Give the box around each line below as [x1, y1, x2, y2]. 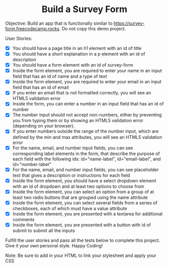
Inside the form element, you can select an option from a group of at [12, 188, 154, 195]
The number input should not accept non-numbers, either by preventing [12, 112, 162, 118]
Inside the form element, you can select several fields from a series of [12, 199, 157, 205]
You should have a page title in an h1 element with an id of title [12, 45, 142, 51]
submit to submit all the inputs [12, 227, 75, 233]
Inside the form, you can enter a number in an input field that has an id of [12, 101, 164, 107]
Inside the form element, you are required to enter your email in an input [12, 79, 162, 85]
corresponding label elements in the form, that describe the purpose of [12, 150, 160, 156]
